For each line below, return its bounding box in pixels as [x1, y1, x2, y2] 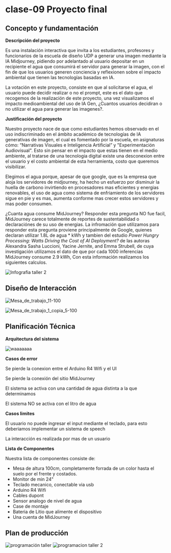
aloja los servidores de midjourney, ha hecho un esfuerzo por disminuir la [5, 179, 160, 185]
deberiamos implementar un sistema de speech [5, 425, 106, 432]
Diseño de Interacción [5, 284, 77, 293]
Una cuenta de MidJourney [12, 514, 70, 520]
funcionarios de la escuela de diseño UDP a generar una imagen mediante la [5, 53, 166, 59]
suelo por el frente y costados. [12, 470, 78, 476]
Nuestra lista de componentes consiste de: [5, 455, 95, 461]
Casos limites [5, 410, 35, 416]
